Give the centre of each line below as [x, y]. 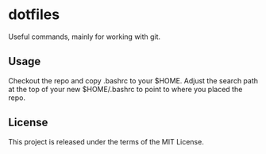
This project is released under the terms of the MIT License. [106, 141]
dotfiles [34, 15]
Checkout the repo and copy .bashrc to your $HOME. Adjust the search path [133, 80]
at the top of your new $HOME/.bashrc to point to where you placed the [125, 89]
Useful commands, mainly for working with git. [85, 37]
